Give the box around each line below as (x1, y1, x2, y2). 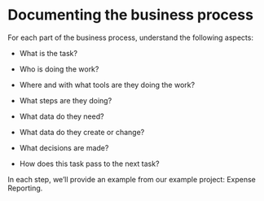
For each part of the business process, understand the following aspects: (7, 33, 254, 42)
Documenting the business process (7, 6, 254, 24)
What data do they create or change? (19, 127, 145, 137)
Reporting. (7, 183, 43, 193)
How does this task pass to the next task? (19, 159, 160, 168)
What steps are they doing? (19, 95, 112, 105)
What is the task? (19, 48, 78, 58)
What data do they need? (19, 111, 104, 121)
